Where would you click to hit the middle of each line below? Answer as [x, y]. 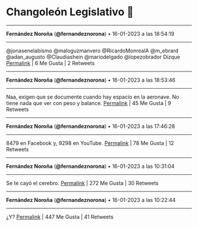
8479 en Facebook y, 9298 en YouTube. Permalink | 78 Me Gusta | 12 [90, 143]
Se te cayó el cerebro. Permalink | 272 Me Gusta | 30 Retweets [82, 183]
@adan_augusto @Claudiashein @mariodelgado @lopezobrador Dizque [93, 57]
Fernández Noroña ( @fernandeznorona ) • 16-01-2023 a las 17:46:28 [91, 126]
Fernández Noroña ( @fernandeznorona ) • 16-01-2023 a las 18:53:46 [91, 80]
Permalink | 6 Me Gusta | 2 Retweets [51, 63]
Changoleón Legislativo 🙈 [70, 12]
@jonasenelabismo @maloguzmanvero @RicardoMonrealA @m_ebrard [92, 50]
